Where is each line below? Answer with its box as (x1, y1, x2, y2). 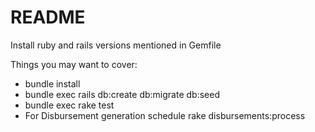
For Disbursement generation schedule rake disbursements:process (24, 109, 306, 121)
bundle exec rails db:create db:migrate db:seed (24, 88, 220, 100)
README (10, 6, 86, 29)
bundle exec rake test (24, 99, 115, 111)
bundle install (24, 77, 81, 90)
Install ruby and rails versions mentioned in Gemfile (10, 39, 222, 51)
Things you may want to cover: (10, 58, 138, 70)
